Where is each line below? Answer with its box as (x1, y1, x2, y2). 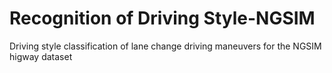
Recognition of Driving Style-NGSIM (9, 7, 316, 30)
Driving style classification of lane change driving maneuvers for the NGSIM (9, 40, 322, 52)
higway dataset (9, 50, 73, 62)
